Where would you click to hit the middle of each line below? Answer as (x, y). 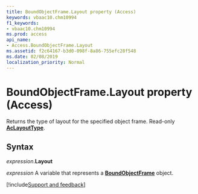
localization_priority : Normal (46, 62)
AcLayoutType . (26, 128)
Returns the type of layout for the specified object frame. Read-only (91, 122)
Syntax (20, 147)
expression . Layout (30, 161)
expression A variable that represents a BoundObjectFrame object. (90, 173)
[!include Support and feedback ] (46, 185)
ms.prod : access (27, 34)
